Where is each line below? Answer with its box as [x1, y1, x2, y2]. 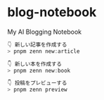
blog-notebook [7, 4, 97, 20]
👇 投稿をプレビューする [7, 80, 67, 87]
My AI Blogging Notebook [7, 27, 82, 36]
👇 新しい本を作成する [7, 61, 62, 68]
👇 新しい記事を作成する [7, 41, 67, 48]
